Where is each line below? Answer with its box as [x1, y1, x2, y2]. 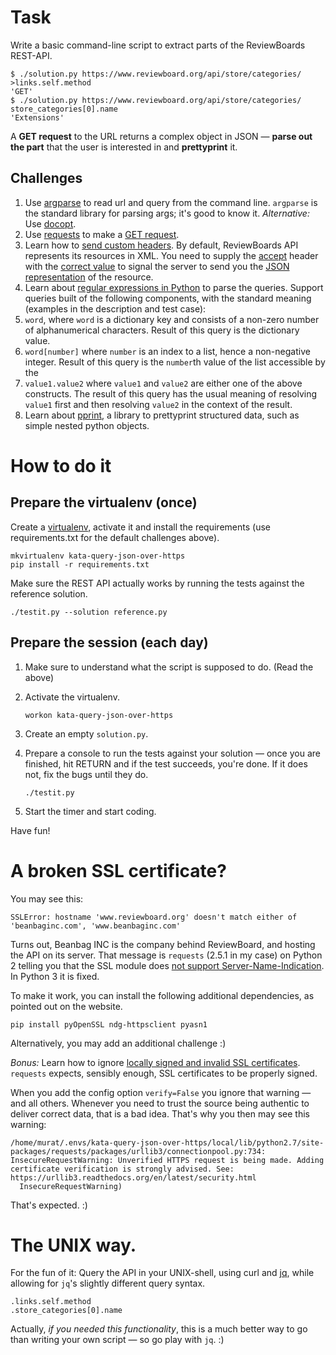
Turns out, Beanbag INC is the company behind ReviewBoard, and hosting [10, 938, 316, 950]
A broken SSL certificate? [10, 859, 227, 882]
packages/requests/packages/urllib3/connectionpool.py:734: [10, 1146, 267, 1156]
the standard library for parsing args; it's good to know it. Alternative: [24, 207, 310, 219]
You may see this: [10, 892, 84, 905]
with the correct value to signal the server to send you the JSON [24, 260, 290, 272]
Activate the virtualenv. [24, 691, 120, 703]
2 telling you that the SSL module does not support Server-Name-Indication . [10, 959, 325, 971]
